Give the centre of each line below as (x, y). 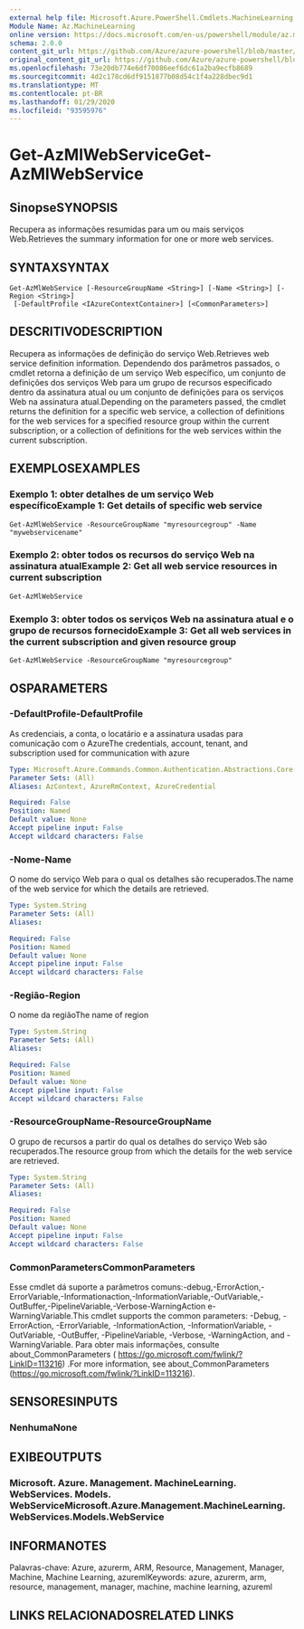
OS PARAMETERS (59, 688)
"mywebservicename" (46, 532)
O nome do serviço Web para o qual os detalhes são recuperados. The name (152, 880)
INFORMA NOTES (58, 1546)
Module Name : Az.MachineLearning (72, 26)
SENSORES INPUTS (64, 1402)
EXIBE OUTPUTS (56, 1457)
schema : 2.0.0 (36, 43)
